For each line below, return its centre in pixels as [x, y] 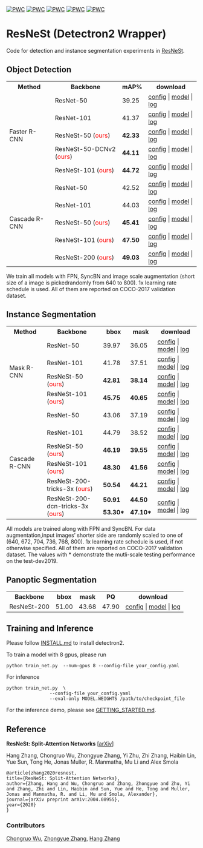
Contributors [26, 825]
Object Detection [39, 70]
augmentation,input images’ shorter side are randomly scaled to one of [95, 535]
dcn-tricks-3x [68, 506]
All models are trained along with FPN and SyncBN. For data [81, 528]
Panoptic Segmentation [52, 580]
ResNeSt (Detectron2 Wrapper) [86, 34]
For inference [23, 677]
